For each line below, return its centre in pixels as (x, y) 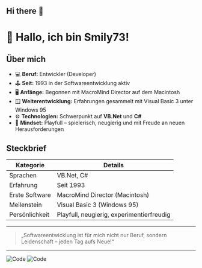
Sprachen (23, 176)
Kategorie (30, 165)
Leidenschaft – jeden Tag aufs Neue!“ (67, 241)
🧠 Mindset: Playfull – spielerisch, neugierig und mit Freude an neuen (100, 123)
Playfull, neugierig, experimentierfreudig (114, 215)
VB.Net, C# (72, 176)
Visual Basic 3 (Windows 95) (98, 205)
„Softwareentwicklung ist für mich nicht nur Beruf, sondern (94, 235)
